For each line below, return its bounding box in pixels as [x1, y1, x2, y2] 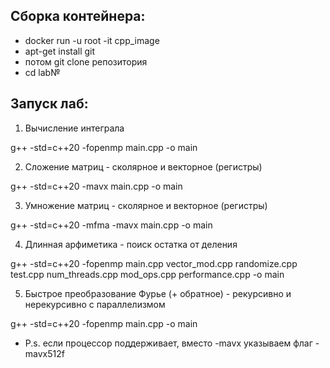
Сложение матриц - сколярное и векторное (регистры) [24, 160, 263, 173]
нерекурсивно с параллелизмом [24, 298, 166, 310]
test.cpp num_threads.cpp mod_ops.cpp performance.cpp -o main [10, 268, 285, 280]
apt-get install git [24, 45, 96, 57]
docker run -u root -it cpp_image [24, 34, 160, 46]
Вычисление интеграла [24, 122, 125, 134]
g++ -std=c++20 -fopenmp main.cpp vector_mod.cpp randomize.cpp [10, 257, 298, 269]
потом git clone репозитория [24, 55, 148, 68]
